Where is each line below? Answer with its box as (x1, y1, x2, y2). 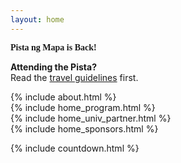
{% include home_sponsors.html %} (10, 122, 159, 135)
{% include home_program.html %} (10, 101, 156, 113)
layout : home (10, 14, 65, 25)
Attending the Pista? (10, 61, 97, 73)
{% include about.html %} (10, 91, 117, 103)
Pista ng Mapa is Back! (10, 42, 97, 53)
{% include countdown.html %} (10, 142, 140, 154)
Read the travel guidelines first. (10, 71, 139, 83)
